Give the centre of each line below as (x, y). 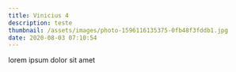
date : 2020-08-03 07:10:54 (53, 38)
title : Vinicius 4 (38, 15)
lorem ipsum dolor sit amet (52, 60)
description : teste (40, 23)
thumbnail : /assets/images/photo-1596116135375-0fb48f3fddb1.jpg (118, 30)
